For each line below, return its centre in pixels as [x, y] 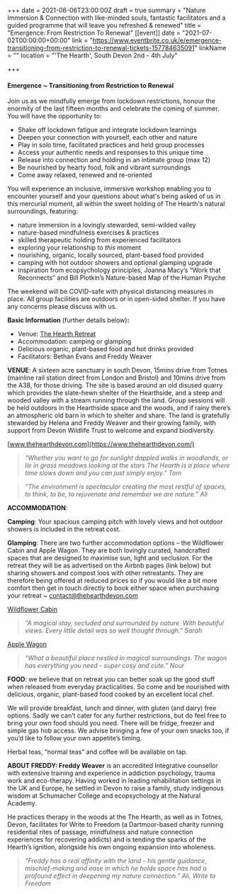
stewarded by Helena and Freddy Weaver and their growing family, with [112, 423]
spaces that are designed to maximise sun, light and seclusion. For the [110, 558]
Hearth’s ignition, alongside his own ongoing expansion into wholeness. [112, 847]
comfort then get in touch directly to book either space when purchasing [113, 588]
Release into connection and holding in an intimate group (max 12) [114, 160]
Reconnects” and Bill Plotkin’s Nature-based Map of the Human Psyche [121, 278]
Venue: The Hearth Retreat [57, 334]
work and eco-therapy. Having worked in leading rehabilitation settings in [114, 781]
